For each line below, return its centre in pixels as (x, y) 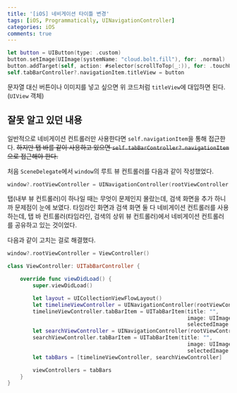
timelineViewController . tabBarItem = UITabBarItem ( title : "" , (126, 311)
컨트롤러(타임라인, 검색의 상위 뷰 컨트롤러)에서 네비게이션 (121, 217)
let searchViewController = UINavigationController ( (112, 331)
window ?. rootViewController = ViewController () (79, 254)
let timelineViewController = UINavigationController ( (115, 305)
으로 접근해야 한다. (33, 156)
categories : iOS (31, 27)
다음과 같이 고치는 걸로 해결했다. (52, 240)
